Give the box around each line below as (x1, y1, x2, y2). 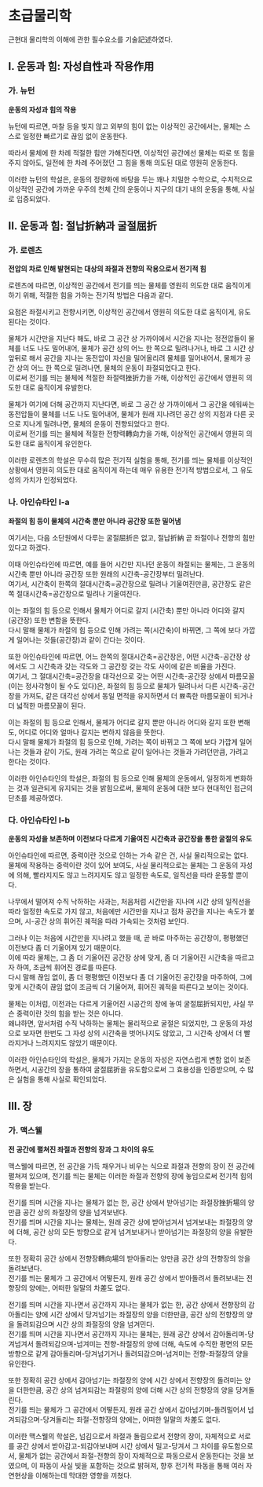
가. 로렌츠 (8, 244, 43, 255)
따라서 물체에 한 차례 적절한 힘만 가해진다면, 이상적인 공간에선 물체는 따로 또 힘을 (8, 148, 255, 157)
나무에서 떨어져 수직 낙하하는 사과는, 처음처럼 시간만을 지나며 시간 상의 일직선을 (8, 896, 251, 906)
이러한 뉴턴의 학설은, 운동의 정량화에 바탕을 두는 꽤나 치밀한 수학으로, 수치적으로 (8, 174, 254, 184)
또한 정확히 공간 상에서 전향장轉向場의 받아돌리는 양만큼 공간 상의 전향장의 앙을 (8, 1254, 251, 1263)
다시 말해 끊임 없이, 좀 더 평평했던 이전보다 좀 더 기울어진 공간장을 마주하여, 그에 (8, 972, 253, 982)
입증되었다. (16, 194, 51, 203)
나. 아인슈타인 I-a (8, 496, 70, 507)
